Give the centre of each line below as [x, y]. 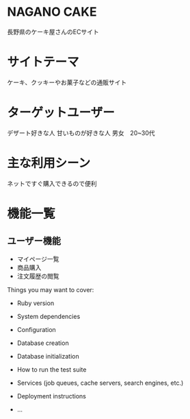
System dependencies [49, 316]
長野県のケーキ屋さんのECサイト [53, 32]
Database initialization [48, 356]
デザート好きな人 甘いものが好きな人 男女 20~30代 [81, 133]
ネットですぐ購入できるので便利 [52, 183]
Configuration [36, 329]
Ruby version [36, 303]
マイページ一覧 [38, 259]
